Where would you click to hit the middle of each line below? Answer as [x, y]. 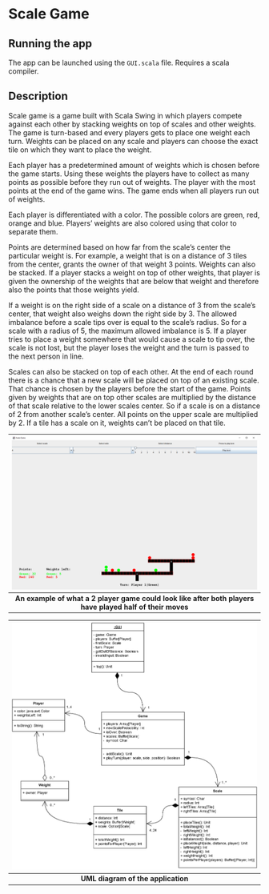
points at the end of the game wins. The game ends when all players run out [134, 190]
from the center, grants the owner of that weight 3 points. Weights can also [132, 264]
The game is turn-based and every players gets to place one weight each [129, 132]
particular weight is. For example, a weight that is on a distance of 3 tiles [128, 255]
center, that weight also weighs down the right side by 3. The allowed [123, 314]
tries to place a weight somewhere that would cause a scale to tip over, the [132, 339]
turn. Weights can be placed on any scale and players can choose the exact [133, 141]
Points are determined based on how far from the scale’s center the [119, 247]
